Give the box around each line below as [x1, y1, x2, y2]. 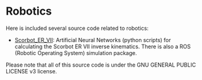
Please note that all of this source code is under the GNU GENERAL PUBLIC [6, 61, 196, 68]
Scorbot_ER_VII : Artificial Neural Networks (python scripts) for [14, 36, 171, 43]
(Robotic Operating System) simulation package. [14, 49, 137, 56]
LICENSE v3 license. [6, 67, 58, 75]
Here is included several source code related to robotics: [6, 24, 149, 32]
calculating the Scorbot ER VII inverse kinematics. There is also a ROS [14, 43, 191, 50]
